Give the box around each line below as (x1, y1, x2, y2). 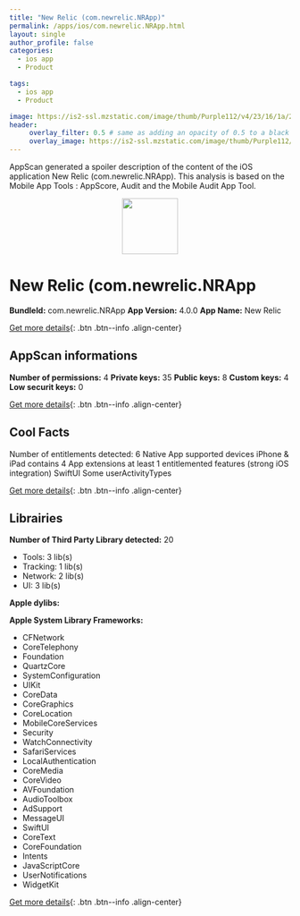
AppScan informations (9, 348, 138, 363)
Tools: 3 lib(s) (21, 552, 73, 563)
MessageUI (21, 813, 65, 824)
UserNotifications (21, 869, 87, 881)
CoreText (21, 832, 56, 843)
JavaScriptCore (21, 861, 80, 871)
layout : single (9, 30, 66, 38)
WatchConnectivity (21, 737, 93, 748)
